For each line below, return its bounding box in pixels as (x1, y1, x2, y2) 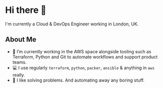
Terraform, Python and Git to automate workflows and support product (12, 54, 158, 60)
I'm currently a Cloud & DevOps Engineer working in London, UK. (5, 21, 139, 27)
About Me (5, 35, 36, 44)
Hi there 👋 (5, 4, 46, 16)
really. (12, 72, 25, 78)
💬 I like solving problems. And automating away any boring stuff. (12, 77, 145, 83)
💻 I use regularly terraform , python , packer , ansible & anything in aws (12, 65, 155, 71)
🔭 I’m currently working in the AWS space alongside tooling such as (12, 48, 152, 54)
